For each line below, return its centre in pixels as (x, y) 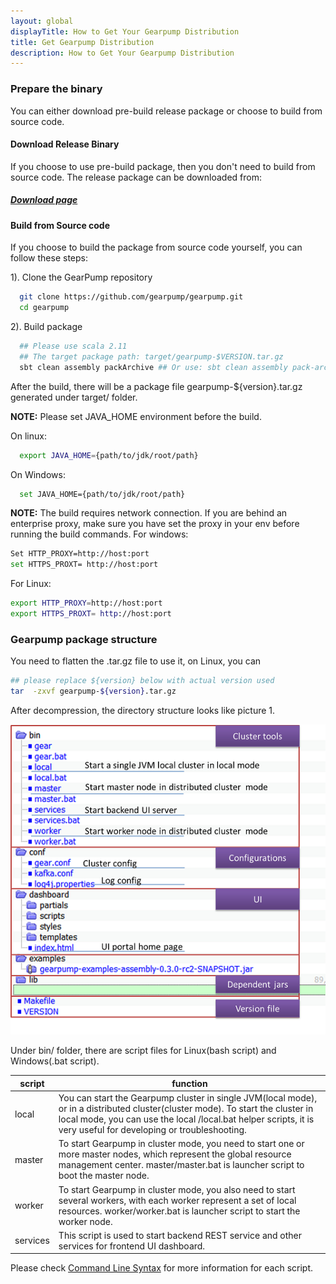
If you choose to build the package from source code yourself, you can (156, 247)
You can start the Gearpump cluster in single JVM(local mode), (188, 1098)
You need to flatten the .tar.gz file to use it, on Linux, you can (136, 661)
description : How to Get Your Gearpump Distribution (122, 53)
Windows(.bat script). (55, 1061)
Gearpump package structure (84, 639)
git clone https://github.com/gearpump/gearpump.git (131, 297)
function (189, 1083)
